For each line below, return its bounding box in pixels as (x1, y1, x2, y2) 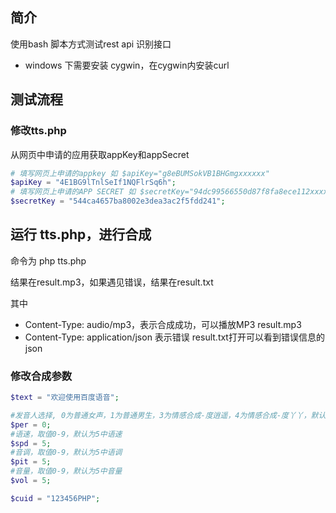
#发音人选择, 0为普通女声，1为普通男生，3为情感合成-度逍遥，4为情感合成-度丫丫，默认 (10, 410, 327, 420)
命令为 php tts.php (10, 254, 87, 267)
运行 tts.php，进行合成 (10, 226, 152, 243)
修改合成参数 (10, 369, 73, 383)
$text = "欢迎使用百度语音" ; (10, 393, 120, 403)
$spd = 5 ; (10, 438, 52, 448)
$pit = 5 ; (10, 457, 52, 467)
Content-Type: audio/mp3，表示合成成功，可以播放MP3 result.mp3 (24, 318, 302, 330)
